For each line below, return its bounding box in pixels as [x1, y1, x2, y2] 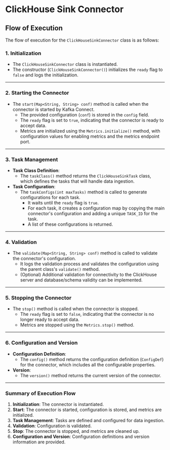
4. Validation [5, 238, 37, 246]
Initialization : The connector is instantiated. [12, 401, 104, 407]
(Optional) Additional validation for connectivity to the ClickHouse [20, 272, 157, 278]
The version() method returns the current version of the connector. [20, 372, 161, 378]
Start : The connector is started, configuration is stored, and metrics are [12, 406, 162, 413]
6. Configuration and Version [5, 339, 78, 346]
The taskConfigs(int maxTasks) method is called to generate [20, 189, 147, 195]
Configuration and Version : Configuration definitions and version [12, 434, 150, 440]
